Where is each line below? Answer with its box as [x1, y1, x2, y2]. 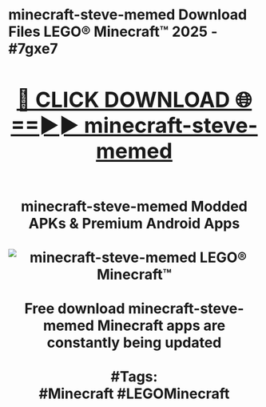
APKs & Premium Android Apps [28, 214, 240, 232]
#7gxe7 [8, 40, 58, 58]
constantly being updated [46, 333, 222, 352]
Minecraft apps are [97, 316, 226, 334]
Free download [24, 299, 125, 317]
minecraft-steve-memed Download [8, 6, 248, 24]
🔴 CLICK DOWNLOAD [16, 86, 230, 113]
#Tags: [110, 367, 158, 385]
